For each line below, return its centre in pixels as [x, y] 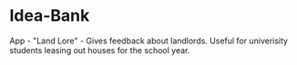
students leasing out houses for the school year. [100, 50]
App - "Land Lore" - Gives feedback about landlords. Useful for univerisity [149, 41]
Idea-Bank [50, 16]
